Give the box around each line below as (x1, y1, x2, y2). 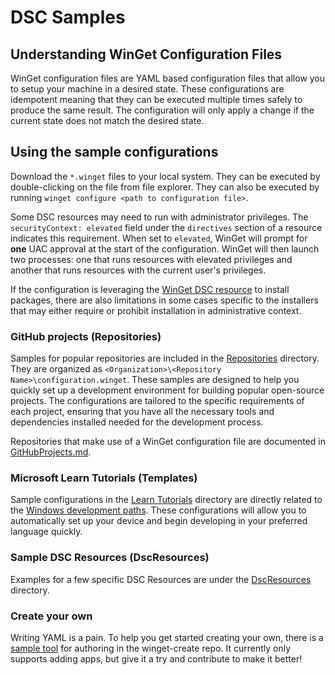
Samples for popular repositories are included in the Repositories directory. (10, 352, 320, 365)
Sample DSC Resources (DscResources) (10, 551, 210, 565)
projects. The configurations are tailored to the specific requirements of (10, 395, 305, 407)
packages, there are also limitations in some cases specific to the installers (10, 294, 319, 306)
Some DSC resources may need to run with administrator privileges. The (10, 211, 309, 223)
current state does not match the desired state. (10, 115, 205, 126)
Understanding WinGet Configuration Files (10, 46, 283, 63)
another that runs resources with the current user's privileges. (10, 264, 267, 276)
